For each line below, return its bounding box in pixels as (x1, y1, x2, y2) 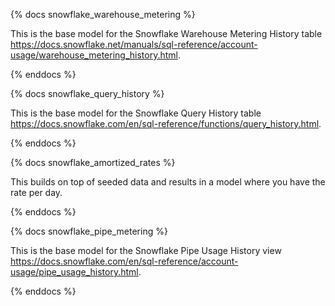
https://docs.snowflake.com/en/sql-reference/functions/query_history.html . (10, 118, 322, 129)
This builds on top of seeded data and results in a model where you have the (10, 176, 326, 188)
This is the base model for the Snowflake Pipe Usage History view (10, 245, 282, 256)
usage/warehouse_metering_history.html (10, 49, 178, 61)
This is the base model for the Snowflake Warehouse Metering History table (10, 28, 323, 39)
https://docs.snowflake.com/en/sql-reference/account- (10, 255, 239, 267)
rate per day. (10, 187, 63, 198)
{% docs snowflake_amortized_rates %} (10, 157, 176, 168)
